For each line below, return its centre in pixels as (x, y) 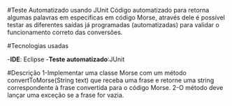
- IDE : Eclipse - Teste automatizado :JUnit (66, 59)
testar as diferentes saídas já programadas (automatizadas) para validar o (114, 25)
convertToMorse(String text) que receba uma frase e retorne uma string (111, 80)
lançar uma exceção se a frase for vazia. (66, 95)
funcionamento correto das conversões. (65, 32)
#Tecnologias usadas (38, 46)
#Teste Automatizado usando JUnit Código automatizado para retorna (108, 10)
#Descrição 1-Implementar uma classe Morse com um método (97, 73)
